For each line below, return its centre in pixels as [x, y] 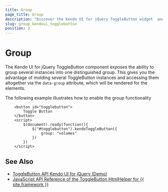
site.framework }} [30, 184]
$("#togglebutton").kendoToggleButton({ [74, 129]
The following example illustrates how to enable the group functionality [78, 98]
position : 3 [17, 28]
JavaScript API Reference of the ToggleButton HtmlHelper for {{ [78, 179]
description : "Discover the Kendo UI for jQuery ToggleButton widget [79, 19]
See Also [19, 162]
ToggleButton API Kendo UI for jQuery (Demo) [60, 173]
